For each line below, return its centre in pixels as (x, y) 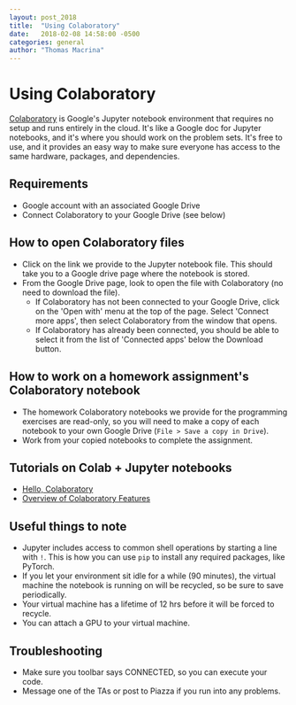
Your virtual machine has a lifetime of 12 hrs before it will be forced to (148, 604)
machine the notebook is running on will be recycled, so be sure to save (153, 585)
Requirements (49, 184)
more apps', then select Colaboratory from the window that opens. (156, 321)
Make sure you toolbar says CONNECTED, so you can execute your (144, 672)
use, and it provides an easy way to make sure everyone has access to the (145, 147)
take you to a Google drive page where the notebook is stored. (136, 273)
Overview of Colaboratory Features (86, 499)
